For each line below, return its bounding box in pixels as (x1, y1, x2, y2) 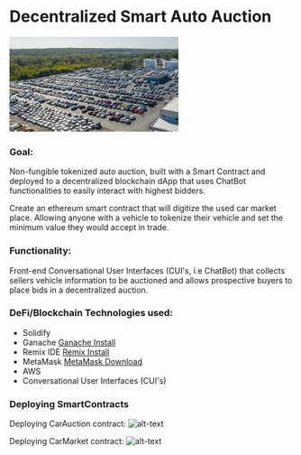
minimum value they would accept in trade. (9, 222, 169, 233)
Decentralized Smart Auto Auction (9, 6, 272, 27)
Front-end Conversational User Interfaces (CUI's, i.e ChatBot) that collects (9, 265, 286, 276)
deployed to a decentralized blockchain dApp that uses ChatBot (9, 176, 246, 187)
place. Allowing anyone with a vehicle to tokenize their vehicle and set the (9, 212, 284, 223)
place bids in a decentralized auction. (9, 284, 149, 295)
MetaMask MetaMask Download (22, 356, 142, 367)
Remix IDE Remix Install (22, 346, 110, 357)
